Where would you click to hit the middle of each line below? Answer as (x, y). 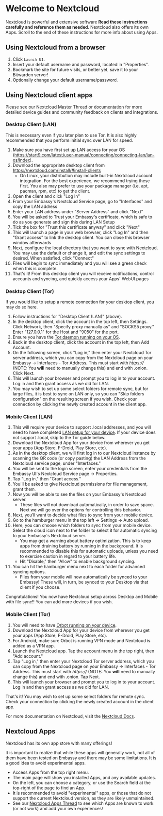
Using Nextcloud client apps (49, 95)
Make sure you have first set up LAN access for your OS (69, 150)
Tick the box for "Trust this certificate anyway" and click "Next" (76, 227)
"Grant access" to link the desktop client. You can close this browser (81, 237)
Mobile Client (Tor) (28, 614)
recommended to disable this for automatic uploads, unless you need (89, 551)
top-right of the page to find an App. (49, 788)
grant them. (24, 489)
